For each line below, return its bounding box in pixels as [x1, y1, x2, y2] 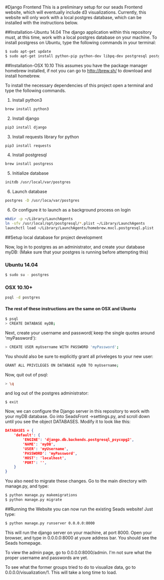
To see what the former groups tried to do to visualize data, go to [5, 564, 136, 570]
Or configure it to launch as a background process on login [12, 207, 131, 212]
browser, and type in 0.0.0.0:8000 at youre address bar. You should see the [5, 534, 157, 540]
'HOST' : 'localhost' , [22, 455, 67, 461]
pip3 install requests [5, 143, 51, 148]
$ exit [5, 399, 19, 404]
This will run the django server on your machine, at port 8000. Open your [5, 530, 152, 535]
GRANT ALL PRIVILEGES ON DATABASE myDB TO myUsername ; [5, 363, 119, 368]
